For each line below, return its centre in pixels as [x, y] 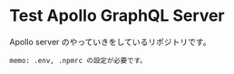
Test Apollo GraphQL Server [117, 16]
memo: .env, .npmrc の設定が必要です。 [78, 60]
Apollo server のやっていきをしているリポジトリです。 [110, 42]
